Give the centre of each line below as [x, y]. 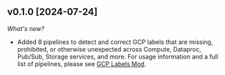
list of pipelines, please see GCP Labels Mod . [82, 64]
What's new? [26, 28]
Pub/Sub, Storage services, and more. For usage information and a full [118, 56]
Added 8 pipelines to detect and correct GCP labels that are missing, [115, 42]
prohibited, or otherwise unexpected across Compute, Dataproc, [109, 49]
